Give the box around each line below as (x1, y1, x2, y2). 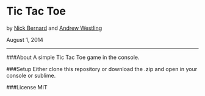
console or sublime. (6, 72, 56, 79)
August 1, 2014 (6, 36, 44, 43)
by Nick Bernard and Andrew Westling (6, 24, 103, 32)
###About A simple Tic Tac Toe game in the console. (6, 53, 140, 61)
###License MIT (6, 83, 48, 91)
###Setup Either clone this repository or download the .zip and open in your (6, 65, 198, 72)
